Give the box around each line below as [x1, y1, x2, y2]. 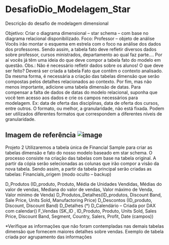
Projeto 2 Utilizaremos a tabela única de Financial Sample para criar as [5, 144, 153, 150]
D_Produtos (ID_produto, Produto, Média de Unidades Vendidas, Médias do [5, 181, 162, 187]
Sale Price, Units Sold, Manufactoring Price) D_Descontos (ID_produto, [5, 197, 153, 203]
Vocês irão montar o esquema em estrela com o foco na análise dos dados [5, 40, 161, 47]
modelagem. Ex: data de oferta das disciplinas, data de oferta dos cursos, [5, 100, 159, 106]
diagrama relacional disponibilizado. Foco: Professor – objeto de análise [5, 35, 155, 42]
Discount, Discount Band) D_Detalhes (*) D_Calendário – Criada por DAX [5, 202, 156, 209]
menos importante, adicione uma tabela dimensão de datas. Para [5, 84, 141, 90]
